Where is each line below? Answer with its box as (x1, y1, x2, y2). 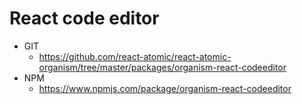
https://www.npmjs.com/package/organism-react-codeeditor (38, 82, 292, 94)
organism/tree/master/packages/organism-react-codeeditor (38, 61, 287, 73)
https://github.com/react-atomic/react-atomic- (38, 50, 232, 62)
